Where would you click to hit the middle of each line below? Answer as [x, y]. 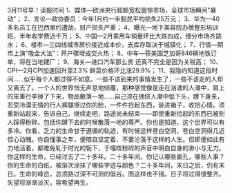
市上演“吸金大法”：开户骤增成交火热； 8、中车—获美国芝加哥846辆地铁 [109, 53]
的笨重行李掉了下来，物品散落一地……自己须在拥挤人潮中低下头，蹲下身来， [115, 96]
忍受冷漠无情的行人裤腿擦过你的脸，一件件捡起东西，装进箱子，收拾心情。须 [116, 105]
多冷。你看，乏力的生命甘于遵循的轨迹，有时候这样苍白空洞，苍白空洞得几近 [116, 131]
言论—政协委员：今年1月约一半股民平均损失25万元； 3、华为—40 [126, 19]
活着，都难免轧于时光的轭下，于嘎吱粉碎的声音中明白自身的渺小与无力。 [122, 148]
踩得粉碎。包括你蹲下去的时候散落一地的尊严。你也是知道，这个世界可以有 [119, 122]
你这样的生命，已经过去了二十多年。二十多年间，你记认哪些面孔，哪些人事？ [116, 156]
